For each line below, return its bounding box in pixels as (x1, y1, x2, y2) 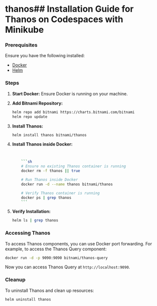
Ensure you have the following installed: (5, 53, 85, 59)
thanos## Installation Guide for (5, 3, 134, 15)
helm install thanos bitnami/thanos (12, 132, 87, 137)
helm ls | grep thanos (12, 218, 59, 223)
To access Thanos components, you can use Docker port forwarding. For (5, 240, 152, 246)
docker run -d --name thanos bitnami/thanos (21, 182, 113, 187)
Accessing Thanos (5, 230, 50, 237)
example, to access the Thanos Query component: (5, 246, 107, 252)
